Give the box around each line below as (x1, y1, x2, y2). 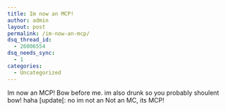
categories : (7, 63, 42, 70)
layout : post (7, 23, 46, 30)
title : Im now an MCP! (7, 10, 74, 18)
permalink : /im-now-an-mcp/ (7, 30, 90, 37)
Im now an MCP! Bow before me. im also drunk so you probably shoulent (7, 89, 220, 97)
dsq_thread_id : (7, 37, 52, 44)
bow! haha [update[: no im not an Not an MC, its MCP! (7, 96, 165, 104)
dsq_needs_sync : (7, 50, 55, 57)
